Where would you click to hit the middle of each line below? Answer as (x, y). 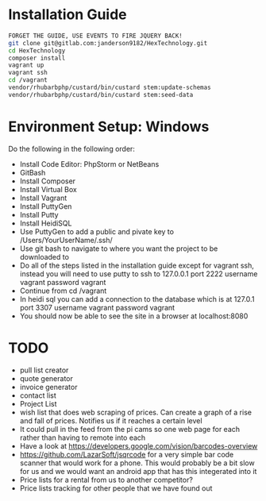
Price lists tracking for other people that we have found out (116, 488)
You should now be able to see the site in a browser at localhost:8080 (134, 316)
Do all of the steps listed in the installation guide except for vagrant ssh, (137, 265)
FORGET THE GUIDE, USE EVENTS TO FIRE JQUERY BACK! (95, 36)
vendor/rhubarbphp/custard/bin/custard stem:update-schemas (110, 88)
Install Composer (48, 181)
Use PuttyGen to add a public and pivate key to (97, 231)
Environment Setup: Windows (109, 127)
